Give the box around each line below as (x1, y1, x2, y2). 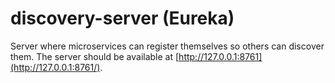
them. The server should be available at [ (10, 50, 180, 62)
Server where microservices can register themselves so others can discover (10, 40, 325, 52)
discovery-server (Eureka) (10, 7, 235, 30)
